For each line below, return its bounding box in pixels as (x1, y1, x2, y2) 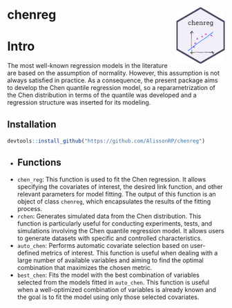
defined (17, 248, 40, 257)
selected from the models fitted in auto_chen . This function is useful (17, 278, 209, 287)
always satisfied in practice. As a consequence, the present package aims (7, 76, 219, 84)
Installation (7, 118, 57, 130)
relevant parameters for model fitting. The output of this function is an (17, 190, 216, 198)
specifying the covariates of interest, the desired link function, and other (17, 182, 223, 190)
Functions (17, 156, 62, 169)
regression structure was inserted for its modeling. (7, 98, 151, 107)
